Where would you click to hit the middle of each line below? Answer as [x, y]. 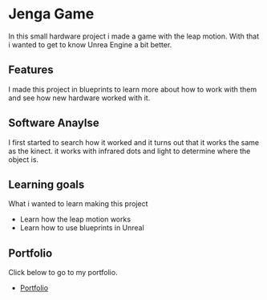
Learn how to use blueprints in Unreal [82, 228]
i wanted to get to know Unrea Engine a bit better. [90, 44]
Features [31, 70]
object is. [23, 159]
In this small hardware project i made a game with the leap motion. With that [134, 36]
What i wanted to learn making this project [78, 204]
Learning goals [47, 184]
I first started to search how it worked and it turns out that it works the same [133, 142]
